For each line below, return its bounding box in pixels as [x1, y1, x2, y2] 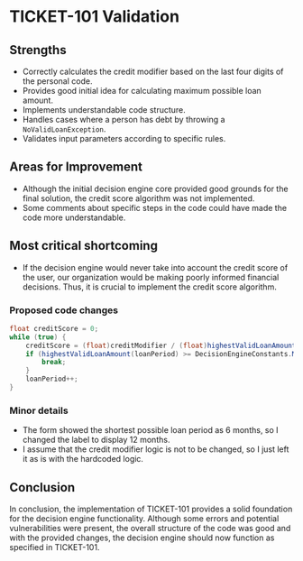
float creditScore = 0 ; [9, 324, 99, 333]
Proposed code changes [9, 304, 119, 317]
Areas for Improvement [9, 160, 142, 175]
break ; [41, 358, 67, 367]
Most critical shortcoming [9, 238, 158, 253]
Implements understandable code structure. [22, 105, 187, 115]
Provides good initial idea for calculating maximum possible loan [22, 86, 262, 96]
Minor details [9, 404, 69, 417]
